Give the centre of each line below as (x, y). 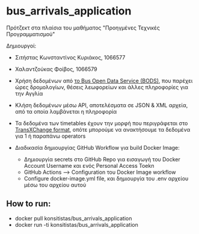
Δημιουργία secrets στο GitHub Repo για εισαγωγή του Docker (102, 159)
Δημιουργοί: (21, 46)
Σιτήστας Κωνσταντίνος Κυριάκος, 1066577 (70, 57)
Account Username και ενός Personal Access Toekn (89, 165)
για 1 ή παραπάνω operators (50, 136)
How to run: (29, 204)
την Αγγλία (29, 93)
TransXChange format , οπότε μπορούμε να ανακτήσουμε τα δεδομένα (103, 129)
